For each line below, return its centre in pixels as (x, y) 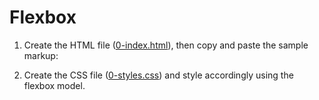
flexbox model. (54, 85)
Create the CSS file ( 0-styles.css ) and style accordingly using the (158, 75)
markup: (41, 55)
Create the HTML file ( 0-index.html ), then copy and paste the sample (166, 45)
